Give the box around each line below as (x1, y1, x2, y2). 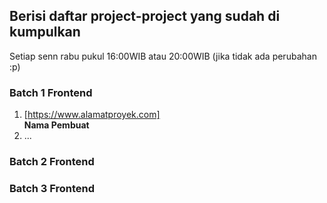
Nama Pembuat (23, 119, 90, 131)
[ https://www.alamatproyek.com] (23, 109, 161, 121)
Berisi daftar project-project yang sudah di (9, 8, 281, 25)
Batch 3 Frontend (9, 181, 96, 195)
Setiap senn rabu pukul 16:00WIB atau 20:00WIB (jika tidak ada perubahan (9, 50, 317, 62)
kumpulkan (9, 24, 81, 41)
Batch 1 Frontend (9, 85, 93, 99)
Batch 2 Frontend (9, 155, 95, 169)
